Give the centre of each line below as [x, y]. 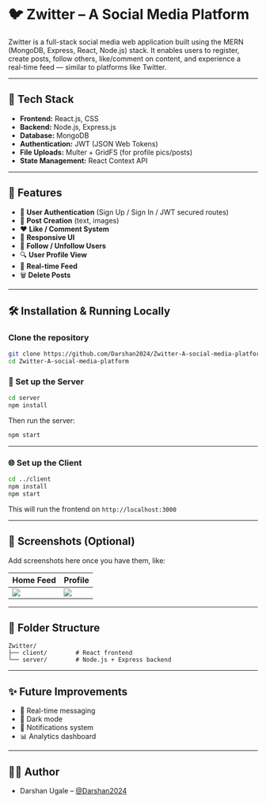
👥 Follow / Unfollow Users [63, 245]
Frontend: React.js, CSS [59, 118]
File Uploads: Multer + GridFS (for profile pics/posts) [106, 152]
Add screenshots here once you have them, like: [87, 560]
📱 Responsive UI [47, 237]
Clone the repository [49, 337]
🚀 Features [35, 193]
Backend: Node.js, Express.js [68, 127]
